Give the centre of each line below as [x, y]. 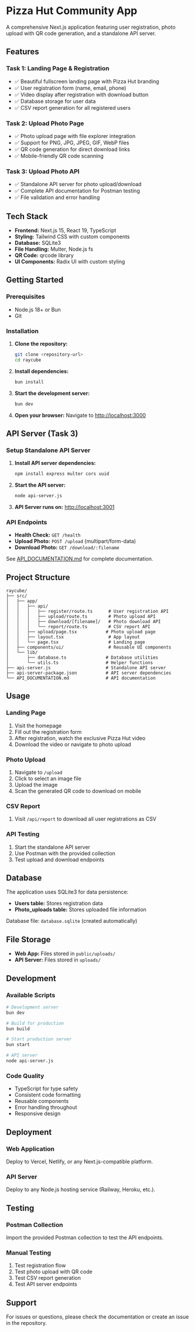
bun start [18, 1045]
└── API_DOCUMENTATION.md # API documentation [81, 678]
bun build [18, 1028]
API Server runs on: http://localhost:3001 [64, 507]
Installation [23, 331]
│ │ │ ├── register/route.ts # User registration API [87, 612]
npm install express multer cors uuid [62, 474]
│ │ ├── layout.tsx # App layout [73, 637]
